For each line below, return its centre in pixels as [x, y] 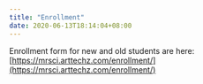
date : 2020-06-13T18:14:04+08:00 [71, 26]
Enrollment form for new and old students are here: [102, 50]
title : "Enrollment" [47, 17]
